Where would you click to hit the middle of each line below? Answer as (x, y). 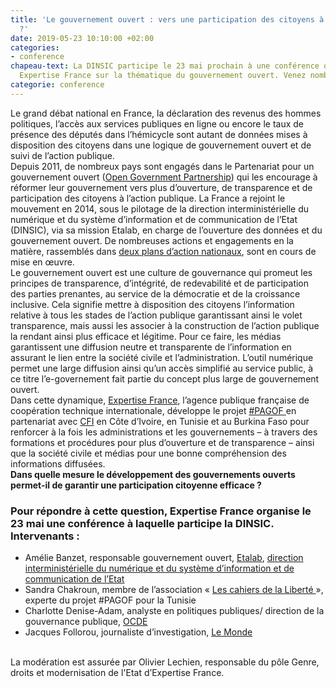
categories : (35, 47)
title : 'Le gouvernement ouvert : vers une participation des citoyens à (167, 19)
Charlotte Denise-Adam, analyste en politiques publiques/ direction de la (174, 611)
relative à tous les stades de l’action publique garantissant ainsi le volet (156, 315)
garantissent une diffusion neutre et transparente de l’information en (151, 347)
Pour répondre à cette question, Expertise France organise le (161, 511)
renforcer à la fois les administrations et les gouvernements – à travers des (164, 432)
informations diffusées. (58, 463)
